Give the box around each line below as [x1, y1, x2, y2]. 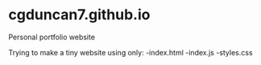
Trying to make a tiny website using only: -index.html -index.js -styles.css [8, 47, 253, 57]
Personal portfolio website [8, 32, 95, 42]
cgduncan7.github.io [8, 6, 151, 24]
